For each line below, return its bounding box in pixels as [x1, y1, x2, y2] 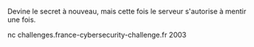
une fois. [7, 15, 37, 24]
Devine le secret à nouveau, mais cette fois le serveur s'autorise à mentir [7, 7, 247, 16]
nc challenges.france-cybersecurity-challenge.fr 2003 [7, 31, 187, 39]
